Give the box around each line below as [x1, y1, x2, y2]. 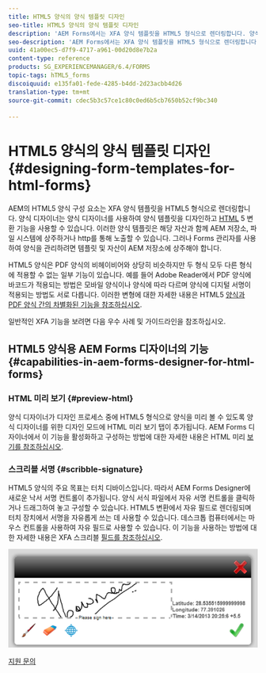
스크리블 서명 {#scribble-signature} [8, 464, 144, 475]
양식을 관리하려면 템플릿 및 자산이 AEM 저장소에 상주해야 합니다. [22, 243, 222, 253]
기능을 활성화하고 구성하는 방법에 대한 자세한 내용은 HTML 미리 [50, 432, 245, 442]
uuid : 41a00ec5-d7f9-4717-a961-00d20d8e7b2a [8, 46, 158, 55]
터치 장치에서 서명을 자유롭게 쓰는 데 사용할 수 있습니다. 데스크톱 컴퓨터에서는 [8, 513, 247, 522]
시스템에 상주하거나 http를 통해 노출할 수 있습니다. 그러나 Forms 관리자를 [16, 234, 242, 243]
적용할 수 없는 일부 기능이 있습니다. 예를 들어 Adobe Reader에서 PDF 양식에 [16, 270, 252, 280]
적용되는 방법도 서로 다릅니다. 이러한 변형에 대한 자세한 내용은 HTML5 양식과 [8, 290, 245, 300]
